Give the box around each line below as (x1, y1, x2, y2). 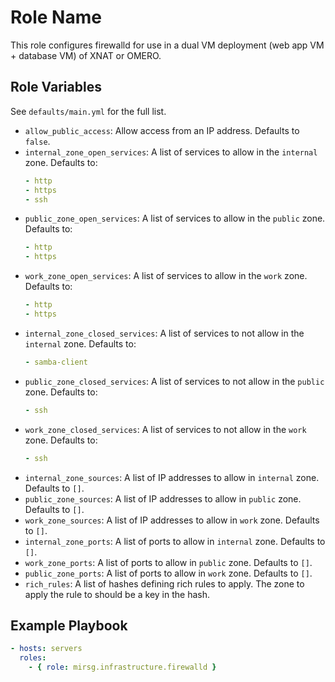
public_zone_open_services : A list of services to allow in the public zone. (24, 212, 326, 225)
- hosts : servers (10, 644, 83, 654)
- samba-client (24, 357, 89, 367)
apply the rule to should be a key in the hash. (24, 588, 211, 600)
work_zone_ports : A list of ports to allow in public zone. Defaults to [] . (24, 556, 313, 568)
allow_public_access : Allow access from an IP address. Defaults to (24, 124, 300, 136)
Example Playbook (10, 617, 128, 634)
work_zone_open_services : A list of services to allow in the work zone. (24, 270, 308, 282)
